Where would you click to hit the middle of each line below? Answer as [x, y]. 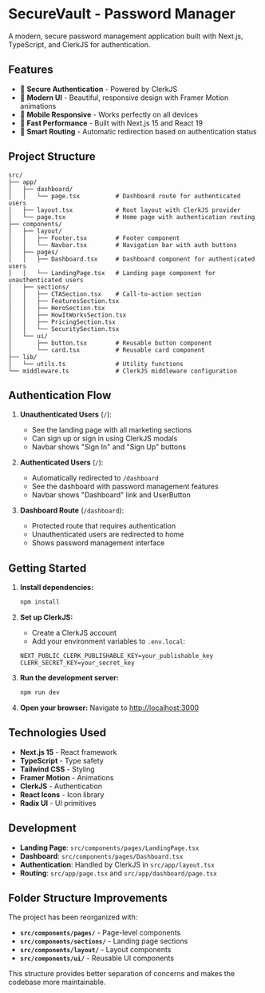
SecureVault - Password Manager [122, 14]
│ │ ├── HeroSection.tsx [57, 308]
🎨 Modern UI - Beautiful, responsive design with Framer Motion [124, 98]
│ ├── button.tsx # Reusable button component [111, 343]
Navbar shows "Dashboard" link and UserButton [111, 495]
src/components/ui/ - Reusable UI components [97, 958]
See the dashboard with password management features [125, 487]
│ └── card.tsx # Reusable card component [107, 350]
